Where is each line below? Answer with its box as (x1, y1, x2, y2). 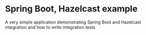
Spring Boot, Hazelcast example (5, 3, 138, 14)
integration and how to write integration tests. (5, 24, 97, 30)
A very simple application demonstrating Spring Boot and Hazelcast (5, 19, 142, 25)
